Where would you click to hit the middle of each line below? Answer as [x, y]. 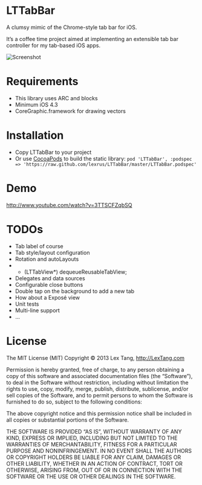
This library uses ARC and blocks [56, 98]
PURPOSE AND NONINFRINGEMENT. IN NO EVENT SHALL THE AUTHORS [99, 451]
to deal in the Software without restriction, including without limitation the [97, 382]
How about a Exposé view [47, 297]
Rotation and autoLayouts [47, 259]
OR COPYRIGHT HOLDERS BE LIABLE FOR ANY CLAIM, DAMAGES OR [94, 457]
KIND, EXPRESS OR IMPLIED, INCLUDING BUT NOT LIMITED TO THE [92, 438]
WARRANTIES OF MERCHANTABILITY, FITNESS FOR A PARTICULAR [92, 444]
